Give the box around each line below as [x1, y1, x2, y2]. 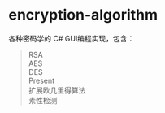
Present [28, 76, 55, 85]
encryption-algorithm [8, 6, 158, 24]
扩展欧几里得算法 [28, 85, 86, 95]
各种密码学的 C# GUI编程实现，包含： [8, 33, 135, 43]
